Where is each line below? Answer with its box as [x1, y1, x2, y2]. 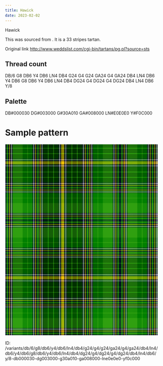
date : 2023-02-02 [5, 13, 40, 18]
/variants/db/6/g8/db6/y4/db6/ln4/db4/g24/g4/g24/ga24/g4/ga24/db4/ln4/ [5, 346, 158, 351]
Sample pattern [5, 127, 69, 138]
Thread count [5, 60, 47, 68]
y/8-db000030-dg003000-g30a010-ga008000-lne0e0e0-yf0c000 [5, 356, 141, 362]
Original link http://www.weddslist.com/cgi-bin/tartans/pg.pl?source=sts [5, 46, 150, 52]
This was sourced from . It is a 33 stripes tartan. [5, 37, 101, 42]
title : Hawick [5, 8, 34, 13]
